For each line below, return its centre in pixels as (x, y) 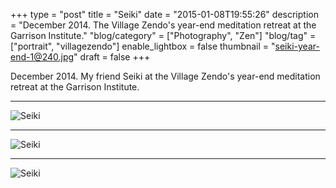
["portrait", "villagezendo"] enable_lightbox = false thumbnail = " (143, 46)
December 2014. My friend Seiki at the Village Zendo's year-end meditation (165, 76)
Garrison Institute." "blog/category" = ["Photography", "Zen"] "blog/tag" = (163, 35)
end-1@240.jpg (42, 57)
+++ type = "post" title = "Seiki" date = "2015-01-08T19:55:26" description (164, 14)
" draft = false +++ (112, 57)
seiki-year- (297, 46)
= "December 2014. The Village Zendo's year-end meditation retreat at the (163, 25)
